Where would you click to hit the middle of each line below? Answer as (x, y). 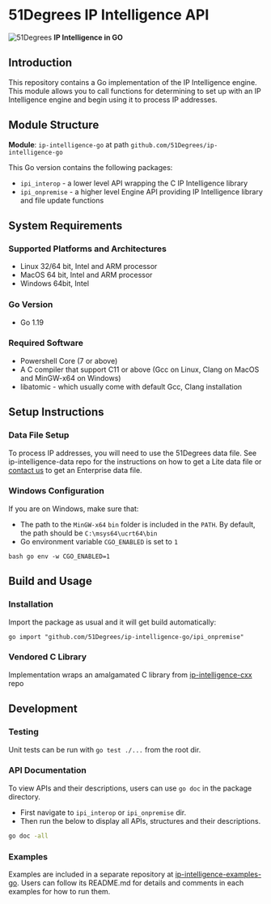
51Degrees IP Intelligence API (109, 15)
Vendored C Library (48, 657)
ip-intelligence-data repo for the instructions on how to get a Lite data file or (135, 461)
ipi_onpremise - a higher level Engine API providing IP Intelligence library (141, 191)
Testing (23, 732)
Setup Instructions (56, 412)
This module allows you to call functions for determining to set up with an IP (135, 91)
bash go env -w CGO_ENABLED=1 (59, 556)
